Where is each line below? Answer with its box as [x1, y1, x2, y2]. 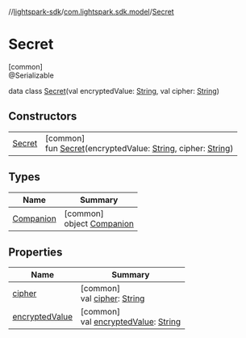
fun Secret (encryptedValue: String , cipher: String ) [45, 142, 234, 154]
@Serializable [8, 70, 54, 80]
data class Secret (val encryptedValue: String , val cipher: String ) [8, 86, 220, 95]
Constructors [8, 109, 77, 124]
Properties [8, 245, 63, 259]
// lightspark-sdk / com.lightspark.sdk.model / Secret [8, 7, 175, 16]
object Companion [64, 218, 135, 229]
